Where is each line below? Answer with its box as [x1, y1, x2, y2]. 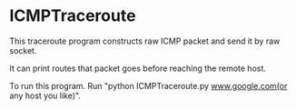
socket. [9, 45, 37, 55]
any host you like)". [9, 90, 82, 101]
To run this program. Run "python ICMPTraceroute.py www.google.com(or [9, 80, 288, 91]
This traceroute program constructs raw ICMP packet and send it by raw [9, 35, 281, 46]
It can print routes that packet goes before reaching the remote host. [9, 63, 266, 74]
